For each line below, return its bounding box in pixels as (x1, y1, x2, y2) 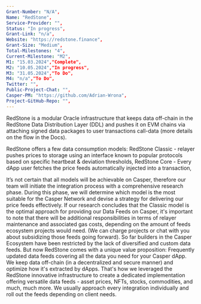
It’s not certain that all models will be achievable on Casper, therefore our (6, 176, 187, 183)
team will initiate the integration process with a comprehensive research (6, 182, 184, 189)
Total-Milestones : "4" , (6, 48, 66, 54)
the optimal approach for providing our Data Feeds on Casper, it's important (6, 207, 193, 215)
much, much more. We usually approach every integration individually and (6, 284, 190, 291)
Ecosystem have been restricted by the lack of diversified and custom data (6, 239, 191, 246)
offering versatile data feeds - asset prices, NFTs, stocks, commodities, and (6, 278, 193, 285)
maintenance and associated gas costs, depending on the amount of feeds (6, 220, 191, 228)
